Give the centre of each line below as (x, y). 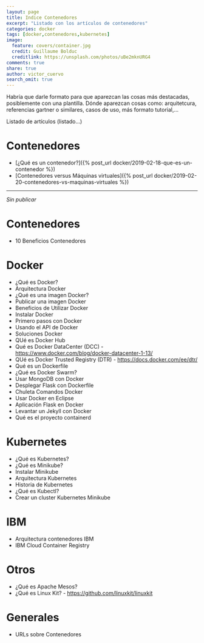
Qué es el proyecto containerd (53, 417)
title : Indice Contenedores (42, 18)
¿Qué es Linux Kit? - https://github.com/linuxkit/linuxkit (84, 593)
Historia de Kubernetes (44, 484)
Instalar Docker (34, 314)
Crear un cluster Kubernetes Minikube (63, 497)
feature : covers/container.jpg (51, 46)
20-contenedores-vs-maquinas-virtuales (66, 182)
